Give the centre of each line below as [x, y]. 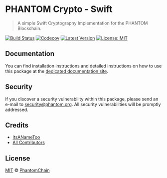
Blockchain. [29, 28]
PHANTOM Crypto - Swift [59, 9]
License [18, 158]
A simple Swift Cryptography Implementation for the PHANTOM [83, 23]
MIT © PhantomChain [27, 170]
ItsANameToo [26, 137]
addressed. [17, 109]
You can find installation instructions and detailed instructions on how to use [83, 65]
